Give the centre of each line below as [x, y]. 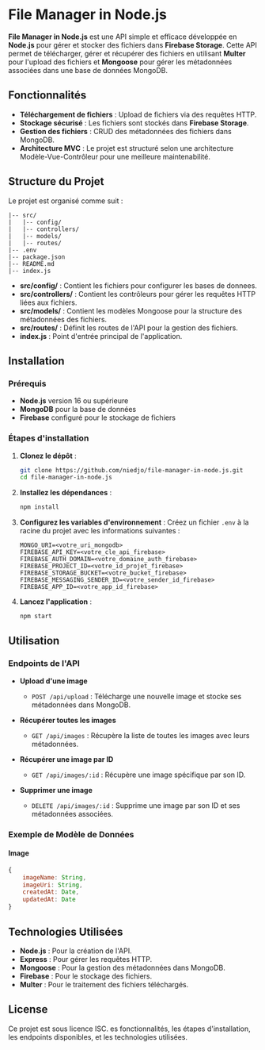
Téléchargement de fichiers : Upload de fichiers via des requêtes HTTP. [138, 114]
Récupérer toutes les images [68, 720]
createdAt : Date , [51, 892]
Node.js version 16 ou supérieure [74, 401]
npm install [39, 507]
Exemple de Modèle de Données [71, 834]
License [28, 1010]
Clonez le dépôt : [48, 456]
